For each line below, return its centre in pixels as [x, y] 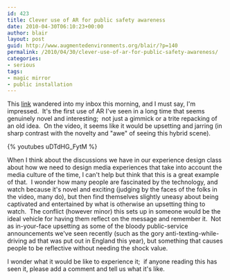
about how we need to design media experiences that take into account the [115, 167]
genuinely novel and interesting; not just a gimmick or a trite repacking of [112, 119]
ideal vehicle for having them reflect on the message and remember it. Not [114, 219]
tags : [15, 71]
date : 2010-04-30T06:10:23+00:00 [55, 26]
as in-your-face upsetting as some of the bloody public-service [98, 226]
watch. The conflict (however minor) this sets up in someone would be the [114, 212]
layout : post [26, 39]
